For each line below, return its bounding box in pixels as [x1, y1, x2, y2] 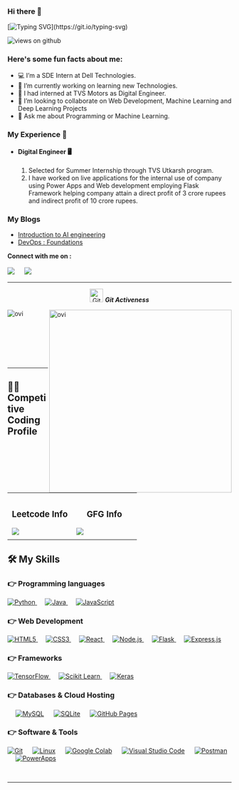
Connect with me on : [7, 252, 73, 260]
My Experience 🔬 [7, 129, 68, 139]
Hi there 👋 [7, 6, 43, 16]
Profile [7, 425, 38, 437]
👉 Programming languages [7, 579, 105, 589]
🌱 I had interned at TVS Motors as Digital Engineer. [17, 88, 166, 97]
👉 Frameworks [7, 653, 63, 663]
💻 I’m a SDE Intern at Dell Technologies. [17, 71, 137, 79]
